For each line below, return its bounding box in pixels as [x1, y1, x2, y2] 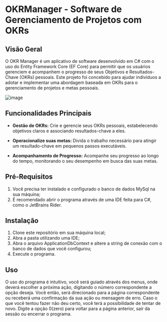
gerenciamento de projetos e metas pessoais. [5, 85, 99, 91]
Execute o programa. [12, 251, 56, 257]
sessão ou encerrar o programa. [5, 311, 71, 317]
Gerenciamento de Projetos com [5, 14, 142, 26]
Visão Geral [5, 45, 42, 53]
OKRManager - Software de [5, 4, 122, 15]
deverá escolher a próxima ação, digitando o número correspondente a [5, 284, 152, 290]
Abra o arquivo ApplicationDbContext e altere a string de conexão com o [12, 240, 162, 247]
